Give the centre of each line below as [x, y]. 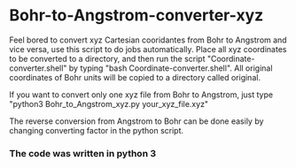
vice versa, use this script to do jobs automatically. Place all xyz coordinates [148, 49]
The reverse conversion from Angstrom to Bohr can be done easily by [136, 121]
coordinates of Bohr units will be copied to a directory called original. [135, 77]
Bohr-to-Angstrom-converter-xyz [136, 15]
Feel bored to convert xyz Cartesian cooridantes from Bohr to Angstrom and [148, 40]
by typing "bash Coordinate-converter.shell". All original [171, 68]
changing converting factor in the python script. [97, 130]
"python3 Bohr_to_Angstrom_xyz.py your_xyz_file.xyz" [109, 103]
